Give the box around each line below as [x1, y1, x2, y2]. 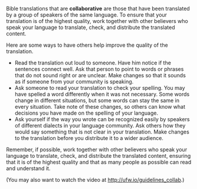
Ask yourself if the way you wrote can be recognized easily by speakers [14, 116, 190, 123]
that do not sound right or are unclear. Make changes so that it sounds [14, 72, 186, 79]
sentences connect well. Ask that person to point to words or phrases [14, 66, 184, 73]
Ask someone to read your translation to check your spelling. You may [14, 84, 185, 91]
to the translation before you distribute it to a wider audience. [14, 135, 164, 141]
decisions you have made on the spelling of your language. [14, 109, 158, 116]
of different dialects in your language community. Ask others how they [14, 122, 186, 129]
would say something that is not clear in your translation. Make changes [14, 128, 190, 135]
